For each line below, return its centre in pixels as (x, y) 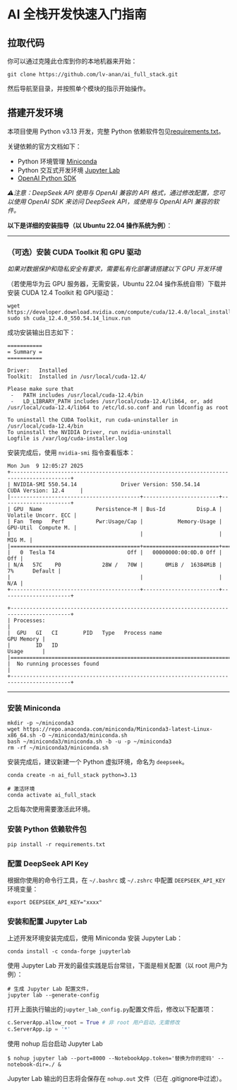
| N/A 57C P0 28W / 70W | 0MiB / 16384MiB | (115, 565)
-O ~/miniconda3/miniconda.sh (83, 736)
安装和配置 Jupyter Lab (47, 921)
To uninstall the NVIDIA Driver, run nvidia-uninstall (90, 433)
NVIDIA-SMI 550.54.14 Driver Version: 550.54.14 (107, 485)
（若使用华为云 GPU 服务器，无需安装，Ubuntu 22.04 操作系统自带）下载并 (117, 284)
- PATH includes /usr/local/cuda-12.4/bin (77, 395)
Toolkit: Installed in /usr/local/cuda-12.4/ (77, 377)
